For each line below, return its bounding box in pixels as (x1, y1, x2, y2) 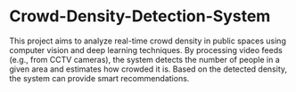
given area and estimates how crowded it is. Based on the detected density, (9, 64, 288, 74)
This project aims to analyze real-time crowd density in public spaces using (9, 35, 287, 46)
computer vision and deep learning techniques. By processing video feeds (9, 44, 283, 55)
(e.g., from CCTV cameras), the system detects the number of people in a (9, 54, 281, 65)
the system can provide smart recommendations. (9, 73, 190, 83)
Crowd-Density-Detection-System (9, 6, 271, 27)
